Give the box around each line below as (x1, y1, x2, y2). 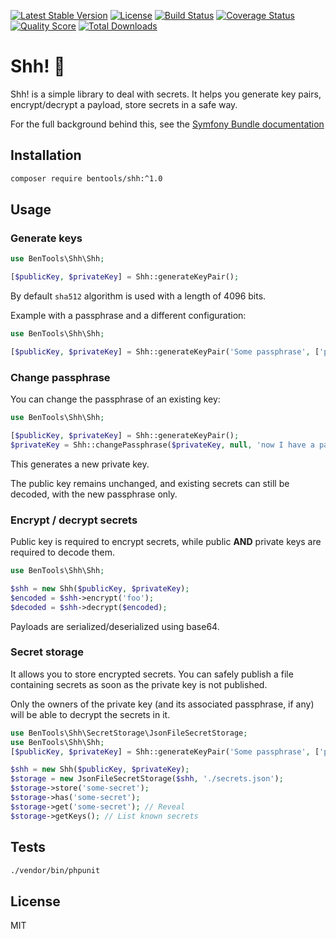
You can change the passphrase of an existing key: (10, 393, 221, 405)
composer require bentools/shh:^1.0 (10, 173, 163, 184)
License (10, 893, 61, 910)
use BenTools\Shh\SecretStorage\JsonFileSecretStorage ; (10, 728, 248, 738)
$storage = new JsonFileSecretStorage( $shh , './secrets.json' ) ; (10, 774, 284, 784)
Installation (10, 147, 82, 164)
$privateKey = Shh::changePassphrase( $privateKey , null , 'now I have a (10, 440, 315, 450)
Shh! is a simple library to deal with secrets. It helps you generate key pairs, (10, 88, 322, 100)
